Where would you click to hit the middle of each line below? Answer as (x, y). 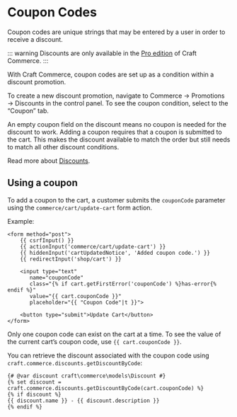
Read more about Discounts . (49, 161)
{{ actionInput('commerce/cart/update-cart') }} (93, 246)
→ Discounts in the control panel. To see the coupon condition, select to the (118, 103)
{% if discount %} (34, 394)
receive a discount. (35, 39)
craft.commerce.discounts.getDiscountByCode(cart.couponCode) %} (105, 388)
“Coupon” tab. (28, 110)
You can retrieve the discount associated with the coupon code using (109, 355)
